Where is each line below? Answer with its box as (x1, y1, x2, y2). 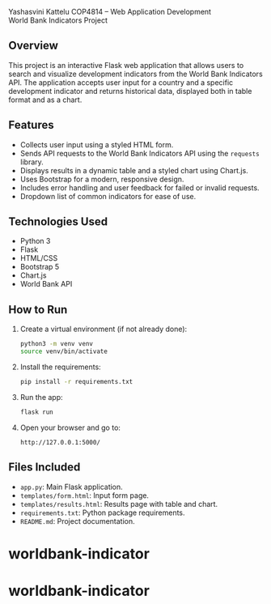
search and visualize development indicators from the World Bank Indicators (8, 69, 263, 79)
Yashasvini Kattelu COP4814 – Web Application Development (8, 7, 212, 16)
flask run (19, 408, 54, 416)
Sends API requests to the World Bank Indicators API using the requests (19, 148, 260, 158)
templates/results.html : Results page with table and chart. (19, 499, 218, 508)
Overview (8, 39, 59, 53)
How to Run (8, 303, 68, 317)
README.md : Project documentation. (19, 516, 135, 525)
